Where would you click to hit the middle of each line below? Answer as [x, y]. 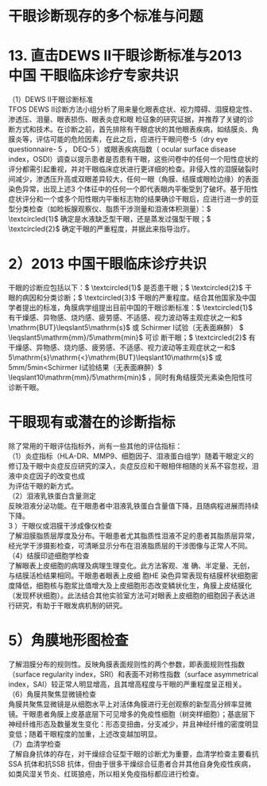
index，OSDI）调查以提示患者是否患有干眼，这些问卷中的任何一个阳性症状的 [133, 159]
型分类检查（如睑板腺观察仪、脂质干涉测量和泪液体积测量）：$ [110, 209]
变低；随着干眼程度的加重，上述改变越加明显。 [85, 733]
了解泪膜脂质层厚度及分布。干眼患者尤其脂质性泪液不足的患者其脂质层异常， [133, 536]
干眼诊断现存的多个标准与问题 [106, 16]
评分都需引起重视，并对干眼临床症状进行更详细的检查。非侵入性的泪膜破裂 [130, 169]
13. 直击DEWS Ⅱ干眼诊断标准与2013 [125, 56]
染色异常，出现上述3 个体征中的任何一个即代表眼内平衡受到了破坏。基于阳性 [133, 189]
